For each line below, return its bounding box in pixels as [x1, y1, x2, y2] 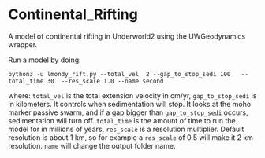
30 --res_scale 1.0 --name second [47, 77, 164, 85]
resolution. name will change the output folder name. [8, 141, 176, 150]
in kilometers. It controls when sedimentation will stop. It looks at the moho [8, 99, 252, 108]
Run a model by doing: [8, 55, 81, 64]
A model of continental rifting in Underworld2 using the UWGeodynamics [8, 31, 246, 41]
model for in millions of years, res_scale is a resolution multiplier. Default [8, 124, 244, 134]
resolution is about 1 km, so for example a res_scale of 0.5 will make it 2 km [8, 132, 254, 142]
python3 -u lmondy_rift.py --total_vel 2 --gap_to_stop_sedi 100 [8, 70, 231, 78]
